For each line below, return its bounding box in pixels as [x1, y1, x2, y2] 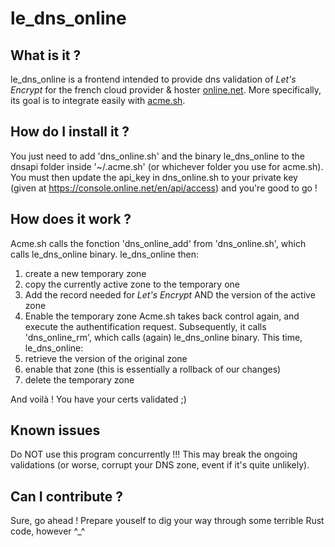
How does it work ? [10, 211, 132, 228]
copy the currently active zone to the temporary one [24, 278, 240, 290]
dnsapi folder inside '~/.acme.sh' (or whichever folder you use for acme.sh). [10, 160, 324, 172]
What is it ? [10, 47, 82, 64]
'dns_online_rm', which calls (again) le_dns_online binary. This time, [24, 331, 303, 343]
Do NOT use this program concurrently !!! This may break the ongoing [10, 448, 298, 461]
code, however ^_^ [10, 525, 86, 537]
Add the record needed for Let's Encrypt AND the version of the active [24, 288, 316, 301]
